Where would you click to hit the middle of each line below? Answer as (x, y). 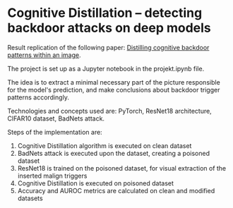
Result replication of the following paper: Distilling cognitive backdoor (108, 47)
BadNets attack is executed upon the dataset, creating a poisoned (114, 153)
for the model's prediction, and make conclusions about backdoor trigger (114, 90)
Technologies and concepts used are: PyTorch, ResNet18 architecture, (109, 111)
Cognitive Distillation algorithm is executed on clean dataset (104, 145)
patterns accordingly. (38, 97)
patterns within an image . (44, 55)
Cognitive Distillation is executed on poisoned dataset (96, 183)
